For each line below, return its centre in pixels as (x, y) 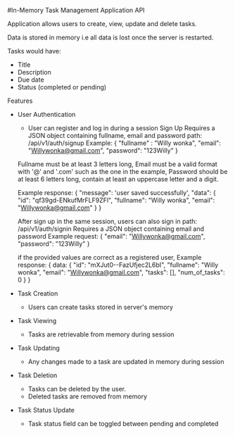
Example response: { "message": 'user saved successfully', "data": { (116, 193)
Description (34, 72)
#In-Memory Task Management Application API (76, 10)
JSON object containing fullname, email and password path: (115, 135)
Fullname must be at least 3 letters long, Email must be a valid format (118, 164)
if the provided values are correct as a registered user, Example (109, 257)
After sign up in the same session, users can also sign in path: (107, 221)
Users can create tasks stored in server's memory (101, 307)
